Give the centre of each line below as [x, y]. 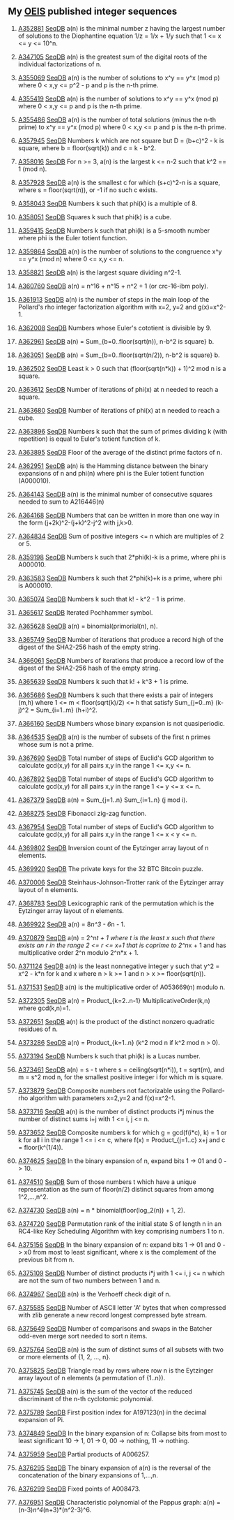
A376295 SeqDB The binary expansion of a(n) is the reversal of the [114, 1468]
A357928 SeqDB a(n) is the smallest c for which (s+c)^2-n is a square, [119, 182]
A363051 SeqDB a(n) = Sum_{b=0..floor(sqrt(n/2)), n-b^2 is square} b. [119, 355]
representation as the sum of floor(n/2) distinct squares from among [116, 1189]
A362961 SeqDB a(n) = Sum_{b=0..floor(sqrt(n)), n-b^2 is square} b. [116, 341]
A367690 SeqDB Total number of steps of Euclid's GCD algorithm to [116, 758]
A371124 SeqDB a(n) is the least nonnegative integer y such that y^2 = [119, 966]
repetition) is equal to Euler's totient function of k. [89, 439]
